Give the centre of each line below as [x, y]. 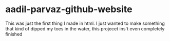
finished [14, 34]
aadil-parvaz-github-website [69, 9]
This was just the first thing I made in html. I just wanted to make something [85, 23]
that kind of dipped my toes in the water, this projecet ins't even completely [85, 28]
